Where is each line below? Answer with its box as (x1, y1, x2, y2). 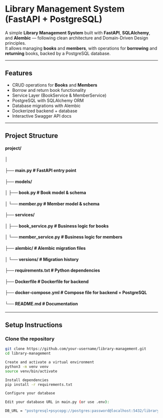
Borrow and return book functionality (12, 87, 86, 93)
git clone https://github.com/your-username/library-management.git (5, 347, 147, 351)
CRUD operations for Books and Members (12, 82, 98, 88)
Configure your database (5, 391, 55, 396)
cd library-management (5, 351, 51, 356)
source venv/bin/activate (5, 368, 57, 374)
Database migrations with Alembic (12, 103, 81, 108)
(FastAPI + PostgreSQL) (5, 14, 103, 25)
